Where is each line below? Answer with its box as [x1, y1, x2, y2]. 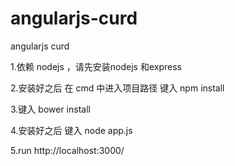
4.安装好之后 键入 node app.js [10, 124, 133, 136]
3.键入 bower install [10, 103, 91, 115]
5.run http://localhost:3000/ [10, 144, 125, 156]
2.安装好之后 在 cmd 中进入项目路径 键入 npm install [10, 82, 225, 94]
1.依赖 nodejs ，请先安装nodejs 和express [10, 60, 182, 72]
